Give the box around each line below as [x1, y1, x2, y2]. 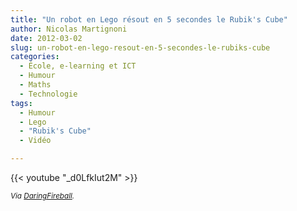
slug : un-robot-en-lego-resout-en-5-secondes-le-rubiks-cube [10, 42, 271, 53]
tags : [10, 98, 33, 108]
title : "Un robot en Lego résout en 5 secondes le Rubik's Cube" [10, 14, 288, 25]
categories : [10, 52, 60, 62]
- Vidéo [19, 136, 52, 146]
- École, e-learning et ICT [19, 61, 137, 71]
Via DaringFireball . [10, 191, 75, 201]
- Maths [19, 80, 52, 90]
